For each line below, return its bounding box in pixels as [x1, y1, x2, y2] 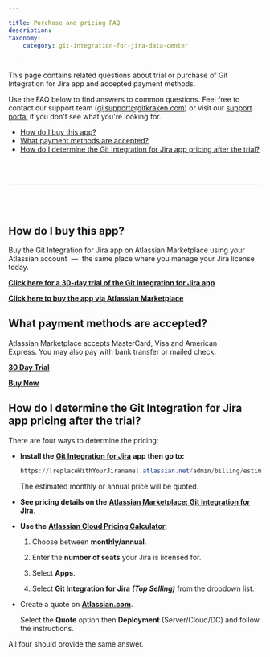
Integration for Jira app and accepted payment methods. [8, 79, 196, 89]
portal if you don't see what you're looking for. [8, 112, 162, 122]
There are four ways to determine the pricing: [8, 435, 159, 445]
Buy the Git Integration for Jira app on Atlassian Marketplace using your [8, 245, 245, 255]
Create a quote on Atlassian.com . [19, 599, 133, 609]
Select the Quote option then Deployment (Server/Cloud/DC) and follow [19, 614, 260, 625]
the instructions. [19, 623, 74, 633]
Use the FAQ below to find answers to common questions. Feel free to [8, 94, 240, 105]
